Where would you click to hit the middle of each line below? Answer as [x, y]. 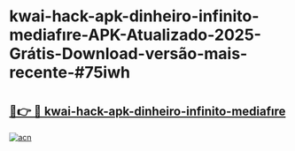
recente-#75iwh [70, 73]
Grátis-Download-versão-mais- [128, 54]
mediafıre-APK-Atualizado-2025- [135, 35]
